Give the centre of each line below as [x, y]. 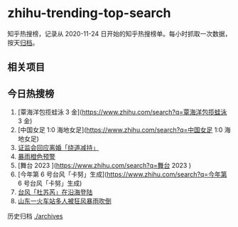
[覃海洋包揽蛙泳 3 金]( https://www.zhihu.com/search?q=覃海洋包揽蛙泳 [122, 112]
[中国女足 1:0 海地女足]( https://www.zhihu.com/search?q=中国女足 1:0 [120, 130]
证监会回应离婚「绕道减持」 [58, 148]
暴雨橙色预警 [36, 157]
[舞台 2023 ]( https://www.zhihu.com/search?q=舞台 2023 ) [104, 166]
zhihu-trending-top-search [89, 13]
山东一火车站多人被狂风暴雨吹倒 [64, 201]
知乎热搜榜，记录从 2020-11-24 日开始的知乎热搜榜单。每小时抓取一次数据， [119, 33]
